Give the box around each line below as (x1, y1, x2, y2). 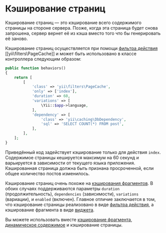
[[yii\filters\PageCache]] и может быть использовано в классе (5, 51, 136, 57)
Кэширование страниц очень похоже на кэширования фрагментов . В (5, 180, 153, 186)
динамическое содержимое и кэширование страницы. (5, 221, 123, 228)
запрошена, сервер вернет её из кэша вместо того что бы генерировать (5, 30, 161, 36)
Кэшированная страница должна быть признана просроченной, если (5, 165, 154, 171)
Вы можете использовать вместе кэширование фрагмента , (5, 216, 132, 222)
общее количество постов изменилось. (5, 170, 90, 176)
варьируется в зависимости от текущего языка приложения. (5, 160, 135, 166)
